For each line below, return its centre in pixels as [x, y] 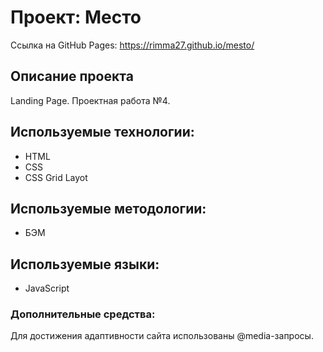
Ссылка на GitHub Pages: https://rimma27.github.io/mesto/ [132, 45]
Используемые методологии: [108, 208]
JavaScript [47, 288]
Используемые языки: [85, 264]
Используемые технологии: [102, 132]
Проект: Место [76, 17]
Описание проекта [72, 76]
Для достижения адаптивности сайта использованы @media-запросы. [162, 336]
